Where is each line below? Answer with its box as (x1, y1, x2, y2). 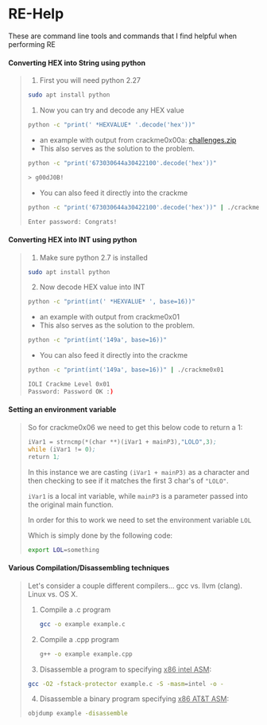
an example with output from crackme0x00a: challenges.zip (39, 135, 237, 144)
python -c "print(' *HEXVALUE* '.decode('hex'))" (27, 121, 196, 129)
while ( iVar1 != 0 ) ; (27, 445, 96, 453)
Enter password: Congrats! (27, 217, 118, 225)
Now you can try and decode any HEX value (39, 105, 184, 116)
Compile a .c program (39, 605, 111, 614)
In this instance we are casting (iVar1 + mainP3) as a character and (27, 467, 250, 476)
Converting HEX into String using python (8, 57, 146, 68)
